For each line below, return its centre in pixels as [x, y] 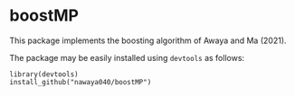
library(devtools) [44, 74]
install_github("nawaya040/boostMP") [81, 82]
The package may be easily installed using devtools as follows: [127, 57]
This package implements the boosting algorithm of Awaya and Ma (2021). [148, 40]
